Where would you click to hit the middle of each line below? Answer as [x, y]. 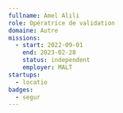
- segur [28, 97]
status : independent [56, 60]
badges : [21, 90]
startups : [25, 75]
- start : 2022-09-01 [49, 45]
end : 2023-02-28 [50, 53]
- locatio [31, 82]
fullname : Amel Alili [44, 16]
